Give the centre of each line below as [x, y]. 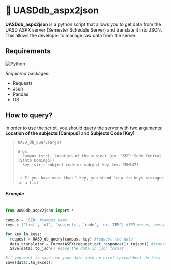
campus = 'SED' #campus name [36, 220]
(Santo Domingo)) [36, 160]
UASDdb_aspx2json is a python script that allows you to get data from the [83, 24]
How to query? [29, 116]
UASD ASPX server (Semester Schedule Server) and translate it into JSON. [84, 29]
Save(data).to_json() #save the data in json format [67, 249]
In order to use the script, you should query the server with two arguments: [84, 128]
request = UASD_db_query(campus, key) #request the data [72, 239]
